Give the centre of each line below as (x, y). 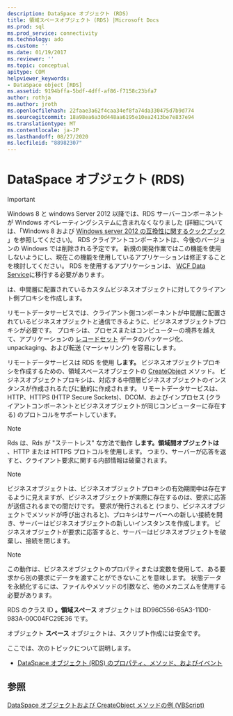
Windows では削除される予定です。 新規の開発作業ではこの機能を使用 (121, 248)
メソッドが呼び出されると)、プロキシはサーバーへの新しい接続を (124, 515)
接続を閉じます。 (50, 541)
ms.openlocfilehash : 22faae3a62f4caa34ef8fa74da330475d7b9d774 (101, 111)
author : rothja (29, 98)
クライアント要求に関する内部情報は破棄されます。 (98, 461)
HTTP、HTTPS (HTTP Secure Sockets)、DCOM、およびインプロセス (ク (111, 397)
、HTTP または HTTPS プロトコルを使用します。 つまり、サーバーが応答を (114, 452)
